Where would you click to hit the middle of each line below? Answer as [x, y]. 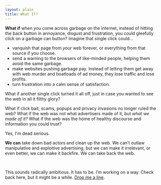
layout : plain [20, 10]
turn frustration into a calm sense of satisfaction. [61, 84]
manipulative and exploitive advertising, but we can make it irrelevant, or [78, 148]
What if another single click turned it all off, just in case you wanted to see [79, 94]
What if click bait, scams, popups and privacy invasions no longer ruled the [80, 108]
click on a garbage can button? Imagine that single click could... [69, 38]
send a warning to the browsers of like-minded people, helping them [81, 58]
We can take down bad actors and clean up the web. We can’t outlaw [75, 143]
